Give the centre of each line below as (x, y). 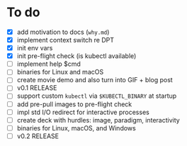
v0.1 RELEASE (37, 88)
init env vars (35, 48)
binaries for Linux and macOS (60, 72)
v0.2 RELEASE (38, 136)
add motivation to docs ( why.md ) (63, 32)
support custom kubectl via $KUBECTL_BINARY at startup (97, 96)
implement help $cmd (49, 64)
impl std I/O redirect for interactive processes (83, 112)
